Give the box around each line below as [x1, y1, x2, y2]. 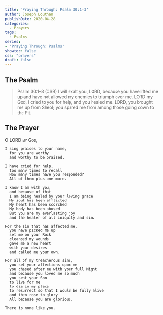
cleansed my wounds [9, 236, 49, 241]
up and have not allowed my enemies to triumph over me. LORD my [17, 94, 153, 100]
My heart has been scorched [9, 202, 67, 207]
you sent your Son [9, 275, 47, 280]
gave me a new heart [9, 241, 51, 246]
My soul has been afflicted [9, 198, 67, 203]
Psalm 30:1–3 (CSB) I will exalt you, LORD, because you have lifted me [17, 89, 158, 95]
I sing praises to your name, [5, 146, 67, 151]
